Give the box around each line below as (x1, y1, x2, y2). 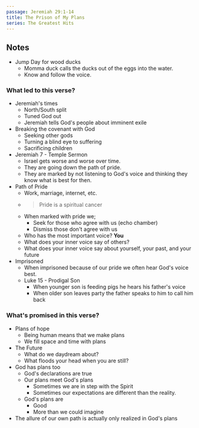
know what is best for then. (24, 177, 92, 184)
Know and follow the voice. (24, 71, 92, 78)
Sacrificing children (24, 145, 73, 152)
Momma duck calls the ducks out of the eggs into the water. (24, 65, 174, 72)
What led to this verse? (6, 86, 75, 95)
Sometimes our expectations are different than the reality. (33, 389, 177, 396)
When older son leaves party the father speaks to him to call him (33, 290, 194, 297)
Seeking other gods (24, 132, 74, 139)
